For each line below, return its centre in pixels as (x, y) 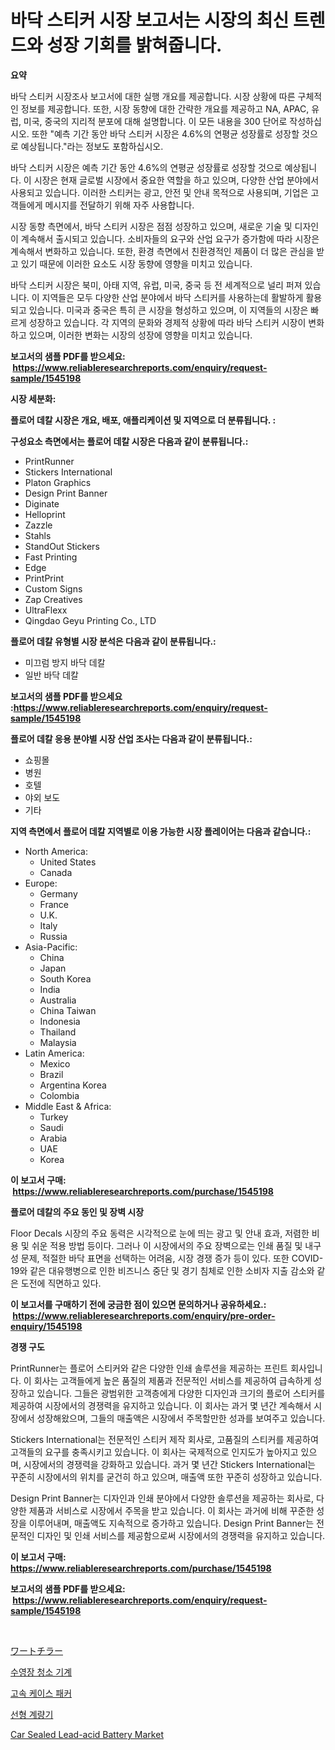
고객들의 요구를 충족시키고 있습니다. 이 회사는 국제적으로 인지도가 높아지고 (154, 1452)
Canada (56, 872)
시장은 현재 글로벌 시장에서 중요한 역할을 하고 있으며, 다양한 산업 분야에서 (176, 180)
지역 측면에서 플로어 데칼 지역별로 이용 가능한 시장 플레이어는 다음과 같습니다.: (161, 831)
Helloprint (45, 514)
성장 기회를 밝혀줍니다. (134, 45)
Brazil (51, 1074)
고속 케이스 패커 (41, 1693)
